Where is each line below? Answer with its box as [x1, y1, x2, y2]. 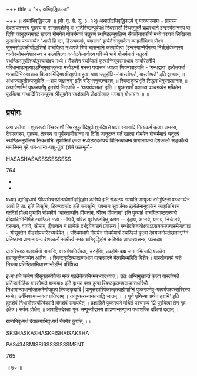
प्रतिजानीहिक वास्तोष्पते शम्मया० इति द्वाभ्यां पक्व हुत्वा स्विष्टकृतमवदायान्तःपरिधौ [6, 279, 148, 286]
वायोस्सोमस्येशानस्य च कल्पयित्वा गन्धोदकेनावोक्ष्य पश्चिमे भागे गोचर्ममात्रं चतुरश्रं [6, 51, 148, 57]
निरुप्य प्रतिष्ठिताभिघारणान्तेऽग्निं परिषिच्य [6, 260, 78, 268]
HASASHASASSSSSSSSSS [6, 155, 72, 162]
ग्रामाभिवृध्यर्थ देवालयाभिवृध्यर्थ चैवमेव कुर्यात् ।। [6, 318, 91, 325]
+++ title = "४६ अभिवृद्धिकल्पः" [6, 6, 69, 12]
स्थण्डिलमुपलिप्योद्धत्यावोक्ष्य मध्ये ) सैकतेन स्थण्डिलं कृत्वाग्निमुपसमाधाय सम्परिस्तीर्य [6, 57, 155, 64]
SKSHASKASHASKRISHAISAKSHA [6, 329, 89, 336]
